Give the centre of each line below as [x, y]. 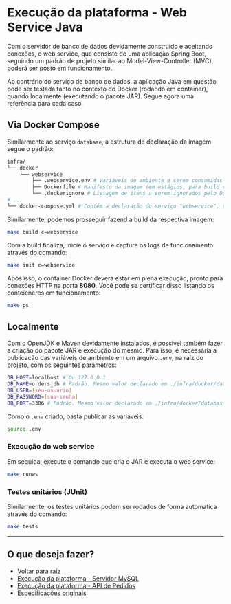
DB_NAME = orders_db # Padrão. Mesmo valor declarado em [87, 384]
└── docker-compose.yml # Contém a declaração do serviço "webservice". [113, 206]
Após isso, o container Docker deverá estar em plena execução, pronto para [115, 278]
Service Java [45, 27]
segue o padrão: [30, 148]
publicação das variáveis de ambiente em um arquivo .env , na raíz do [106, 358]
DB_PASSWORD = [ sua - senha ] [43, 396]
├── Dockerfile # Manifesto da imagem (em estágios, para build [126, 187]
